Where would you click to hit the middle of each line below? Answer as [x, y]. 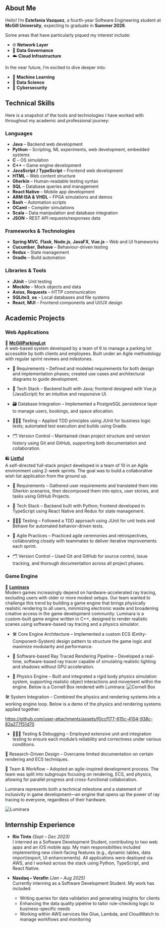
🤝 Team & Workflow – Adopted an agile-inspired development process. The [82, 769]
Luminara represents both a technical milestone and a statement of [74, 789]
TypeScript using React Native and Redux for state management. [79, 511]
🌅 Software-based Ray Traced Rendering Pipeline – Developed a [78, 656]
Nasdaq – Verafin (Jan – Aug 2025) [49, 878]
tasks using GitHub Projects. [41, 496]
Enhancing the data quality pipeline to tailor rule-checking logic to [87, 904]
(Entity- [139, 634]
